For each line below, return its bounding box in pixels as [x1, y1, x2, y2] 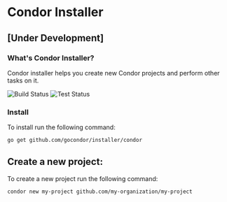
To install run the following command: [7, 123, 116, 131]
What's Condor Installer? [7, 53, 95, 63]
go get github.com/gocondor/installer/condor [7, 137, 142, 144]
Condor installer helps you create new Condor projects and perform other [7, 68, 220, 77]
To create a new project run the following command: [7, 174, 158, 182]
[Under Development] [7, 32, 104, 44]
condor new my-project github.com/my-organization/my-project [7, 188, 193, 195]
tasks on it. [7, 76, 39, 85]
